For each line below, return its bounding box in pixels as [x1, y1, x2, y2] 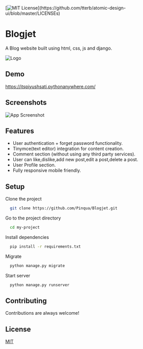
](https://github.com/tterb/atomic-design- [37, 5, 126, 11]
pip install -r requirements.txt [10, 244, 81, 249]
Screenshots [5, 98, 47, 107]
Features [5, 126, 34, 135]
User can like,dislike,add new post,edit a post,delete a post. [12, 157, 138, 163]
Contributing [5, 296, 47, 305]
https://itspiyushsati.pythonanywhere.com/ [5, 83, 96, 90]
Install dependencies [5, 234, 50, 240]
